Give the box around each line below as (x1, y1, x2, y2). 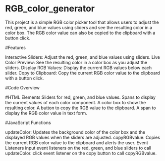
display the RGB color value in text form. (5, 110, 88, 116)
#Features (5, 44, 26, 50)
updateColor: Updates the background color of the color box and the (5, 129, 146, 135)
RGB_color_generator (5, 3, 95, 14)
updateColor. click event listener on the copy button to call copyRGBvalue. (5, 150, 157, 156)
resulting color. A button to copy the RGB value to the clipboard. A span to (5, 105, 156, 111)
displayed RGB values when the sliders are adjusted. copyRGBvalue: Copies (5, 134, 160, 140)
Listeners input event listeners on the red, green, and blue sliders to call (5, 145, 152, 151)
